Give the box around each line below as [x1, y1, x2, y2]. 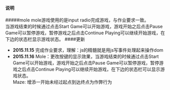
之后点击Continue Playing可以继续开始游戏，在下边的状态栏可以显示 [17, 66, 161, 73]
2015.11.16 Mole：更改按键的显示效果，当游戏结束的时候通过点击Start [12, 54, 159, 60]
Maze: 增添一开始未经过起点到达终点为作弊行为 [12, 79, 112, 85]
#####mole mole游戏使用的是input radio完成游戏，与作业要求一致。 [5, 17, 149, 23]
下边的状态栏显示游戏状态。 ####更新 [5, 36, 85, 42]
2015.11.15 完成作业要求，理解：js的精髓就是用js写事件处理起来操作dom [12, 47, 163, 53]
